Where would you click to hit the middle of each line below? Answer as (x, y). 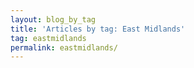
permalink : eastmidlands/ (64, 47)
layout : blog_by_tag (53, 19)
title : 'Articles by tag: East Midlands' (98, 29)
